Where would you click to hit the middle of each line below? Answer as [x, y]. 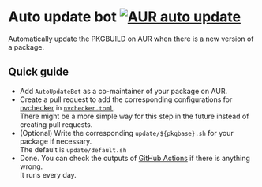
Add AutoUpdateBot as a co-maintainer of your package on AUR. [123, 91]
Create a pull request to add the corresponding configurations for [126, 99]
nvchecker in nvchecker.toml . [67, 107]
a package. [26, 47]
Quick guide [39, 72]
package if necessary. [56, 141]
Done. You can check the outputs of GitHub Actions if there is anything [135, 158]
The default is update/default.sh [73, 149]
